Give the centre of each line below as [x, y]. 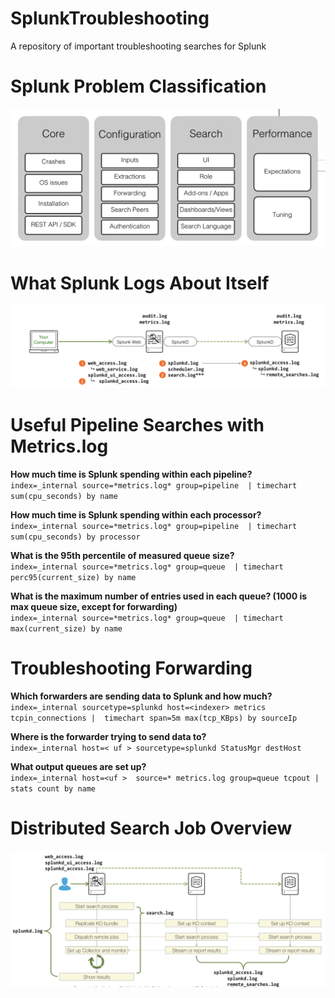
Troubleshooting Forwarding [131, 668]
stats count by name [53, 789]
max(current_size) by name [66, 629]
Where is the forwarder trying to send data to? [108, 737]
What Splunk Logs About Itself [140, 283]
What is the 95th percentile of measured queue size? [122, 556]
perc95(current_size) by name [73, 578]
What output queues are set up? [78, 767]
